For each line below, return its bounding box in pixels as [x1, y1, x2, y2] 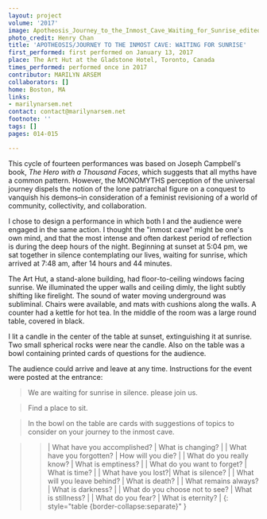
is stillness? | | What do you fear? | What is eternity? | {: [47, 493, 229, 502]
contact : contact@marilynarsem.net [8, 108, 126, 116]
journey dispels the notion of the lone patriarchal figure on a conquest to [8, 184, 246, 193]
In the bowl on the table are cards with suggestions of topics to [27, 418, 234, 428]
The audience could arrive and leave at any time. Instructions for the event [8, 363, 252, 374]
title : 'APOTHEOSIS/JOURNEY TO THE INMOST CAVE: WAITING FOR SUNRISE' [8, 41, 247, 49]
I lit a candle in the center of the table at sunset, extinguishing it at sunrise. [8, 331, 253, 341]
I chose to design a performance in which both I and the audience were [8, 216, 242, 226]
